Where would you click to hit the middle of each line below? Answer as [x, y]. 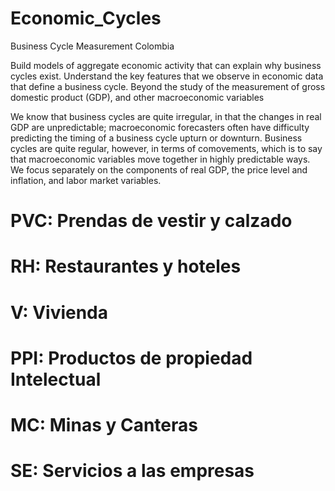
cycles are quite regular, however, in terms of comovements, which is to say [166, 148]
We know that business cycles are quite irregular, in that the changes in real [166, 116]
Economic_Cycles [86, 18]
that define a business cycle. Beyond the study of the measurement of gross [168, 86]
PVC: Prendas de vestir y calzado [151, 221]
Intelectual [56, 379]
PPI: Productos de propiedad [131, 358]
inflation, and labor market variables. [86, 180]
